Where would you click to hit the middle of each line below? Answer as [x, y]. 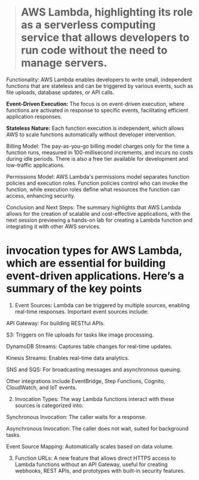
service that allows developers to [105, 38]
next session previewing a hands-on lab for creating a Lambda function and [99, 220]
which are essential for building [86, 263]
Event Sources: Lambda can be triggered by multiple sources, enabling [102, 305]
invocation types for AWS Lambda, [94, 251]
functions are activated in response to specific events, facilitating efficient [97, 110]
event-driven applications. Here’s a [95, 276]
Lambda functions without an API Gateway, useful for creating [91, 464]
